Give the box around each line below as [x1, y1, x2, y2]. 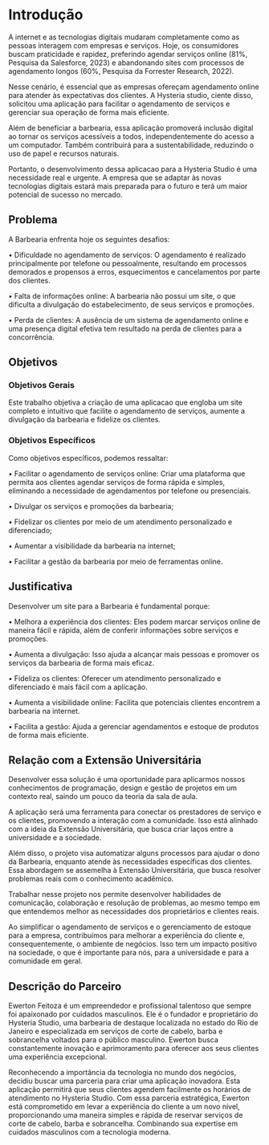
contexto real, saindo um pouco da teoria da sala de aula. [8, 792, 198, 801]
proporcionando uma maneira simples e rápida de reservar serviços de [8, 1110, 243, 1120]
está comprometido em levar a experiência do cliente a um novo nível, [8, 1102, 241, 1111]
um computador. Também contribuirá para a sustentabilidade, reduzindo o [8, 140, 255, 149]
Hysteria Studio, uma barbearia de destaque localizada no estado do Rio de [8, 1018, 259, 1028]
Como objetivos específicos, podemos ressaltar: [8, 453, 169, 462]
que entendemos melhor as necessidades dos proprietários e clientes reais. [8, 907, 259, 916]
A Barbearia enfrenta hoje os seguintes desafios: [8, 234, 170, 244]
